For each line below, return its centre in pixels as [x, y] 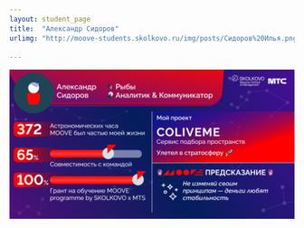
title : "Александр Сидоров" [64, 28]
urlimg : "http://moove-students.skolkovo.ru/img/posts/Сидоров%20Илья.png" [155, 38]
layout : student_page [50, 19]
